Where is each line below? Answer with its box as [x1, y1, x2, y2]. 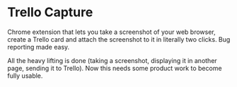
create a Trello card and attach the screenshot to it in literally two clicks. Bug [7, 35, 231, 43]
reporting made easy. [7, 42, 70, 51]
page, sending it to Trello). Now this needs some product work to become [7, 64, 222, 72]
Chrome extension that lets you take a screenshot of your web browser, [7, 28, 216, 36]
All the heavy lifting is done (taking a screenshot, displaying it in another [7, 56, 217, 64]
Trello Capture [7, 4, 93, 21]
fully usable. [7, 71, 43, 80]
